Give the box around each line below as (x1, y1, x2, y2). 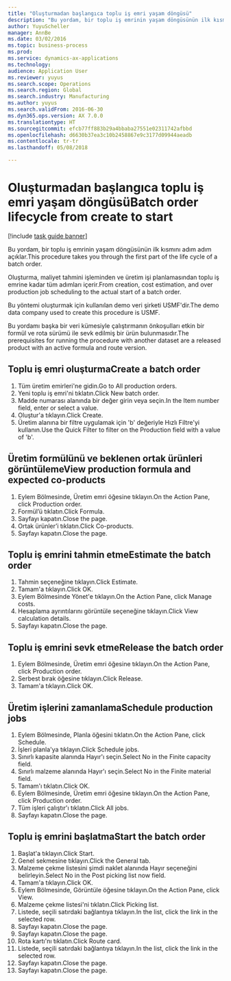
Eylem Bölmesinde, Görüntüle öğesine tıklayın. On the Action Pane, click (17, 885, 220, 894)
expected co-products (8, 474, 106, 486)
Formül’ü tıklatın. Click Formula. (17, 507, 105, 516)
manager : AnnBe (8, 29, 51, 36)
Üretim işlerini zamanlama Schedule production (8, 702, 213, 714)
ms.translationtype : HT (8, 118, 76, 126)
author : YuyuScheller (8, 23, 70, 30)
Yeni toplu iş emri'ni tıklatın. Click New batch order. (17, 389, 160, 397)
